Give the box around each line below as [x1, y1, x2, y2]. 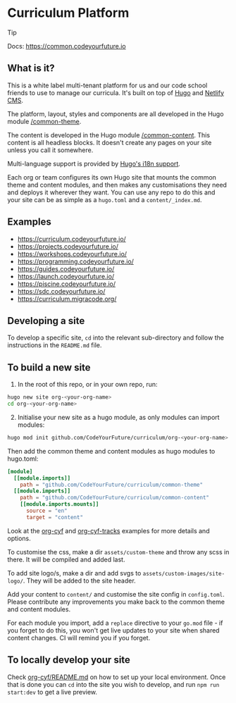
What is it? [7, 62, 55, 75]
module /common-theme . [7, 117, 82, 125]
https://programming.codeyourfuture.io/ [17, 257, 134, 266]
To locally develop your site [7, 654, 130, 666]
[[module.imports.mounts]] [20, 501, 99, 508]
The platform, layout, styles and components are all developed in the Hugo [7, 109, 224, 118]
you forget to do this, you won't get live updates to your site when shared [7, 626, 220, 635]
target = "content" [25, 514, 83, 521]
